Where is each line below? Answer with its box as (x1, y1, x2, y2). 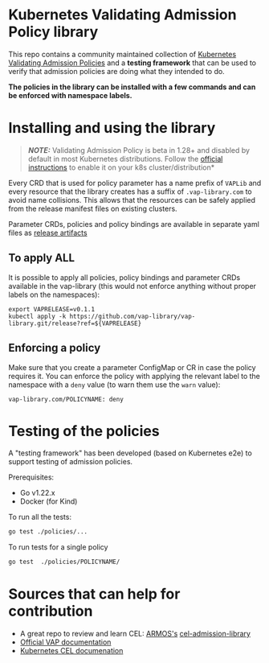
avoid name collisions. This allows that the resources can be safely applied (8, 195, 255, 204)
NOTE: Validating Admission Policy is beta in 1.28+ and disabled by (27, 145, 251, 154)
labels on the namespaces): (8, 290, 100, 299)
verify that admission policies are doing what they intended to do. (8, 66, 225, 76)
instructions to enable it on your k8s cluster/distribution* (27, 163, 215, 172)
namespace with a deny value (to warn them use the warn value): (8, 380, 221, 389)
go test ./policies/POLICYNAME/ (8, 558, 120, 566)
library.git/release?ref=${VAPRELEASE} (8, 319, 142, 327)
